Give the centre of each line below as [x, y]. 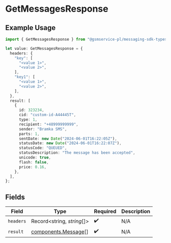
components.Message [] [60, 231]
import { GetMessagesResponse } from [45, 39]
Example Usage [31, 28]
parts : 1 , [29, 134]
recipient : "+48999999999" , [49, 124]
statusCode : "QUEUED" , [43, 148]
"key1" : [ [25, 77]
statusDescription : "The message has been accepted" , [77, 153]
